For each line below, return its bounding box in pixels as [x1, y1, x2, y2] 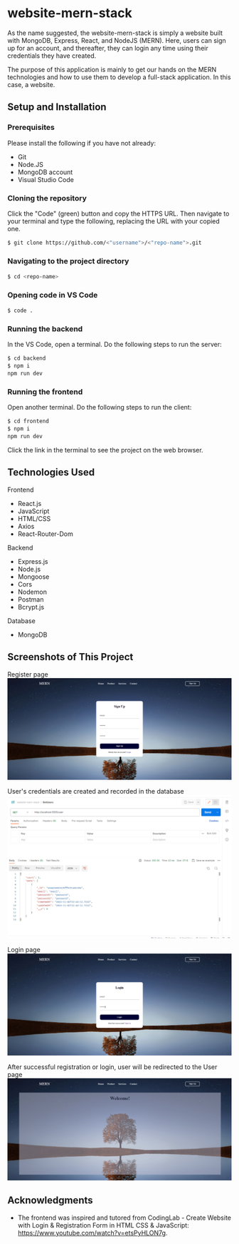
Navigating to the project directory [7, 256, 129, 266]
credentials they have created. [7, 51, 97, 60]
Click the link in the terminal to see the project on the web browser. [7, 445, 204, 454]
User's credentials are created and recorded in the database [7, 787, 184, 796]
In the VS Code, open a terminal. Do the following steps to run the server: [7, 340, 222, 349]
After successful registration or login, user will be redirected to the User [7, 1062, 218, 1071]
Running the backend [7, 324, 83, 334]
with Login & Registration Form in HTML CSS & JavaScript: [17, 1220, 190, 1229]
